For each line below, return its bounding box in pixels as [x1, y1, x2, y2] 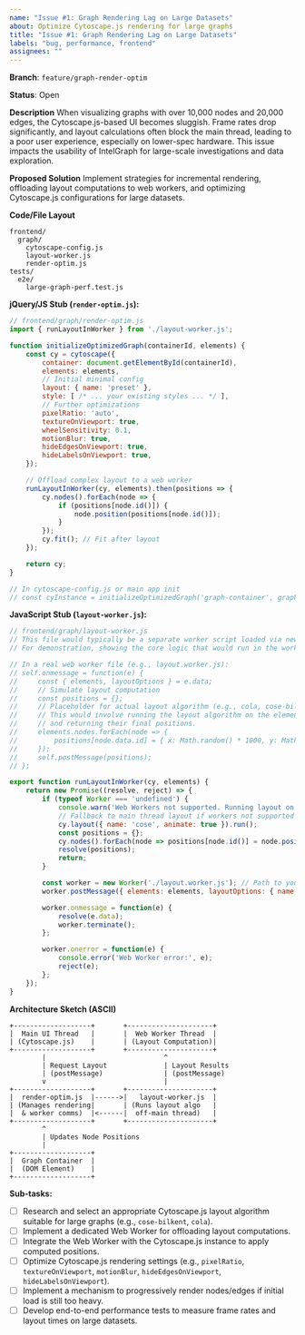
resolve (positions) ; [57, 845, 136, 854]
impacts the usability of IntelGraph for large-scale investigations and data [9, 146, 284, 157]
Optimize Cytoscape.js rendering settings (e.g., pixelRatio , [22, 1255, 245, 1266]
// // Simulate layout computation [9, 685, 161, 694]
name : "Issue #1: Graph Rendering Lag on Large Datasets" [9, 13, 233, 23]
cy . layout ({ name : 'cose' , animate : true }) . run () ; [57, 820, 258, 829]
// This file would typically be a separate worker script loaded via [9, 635, 282, 644]
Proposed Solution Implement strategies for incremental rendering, [9, 173, 261, 184]
